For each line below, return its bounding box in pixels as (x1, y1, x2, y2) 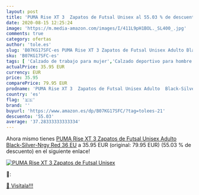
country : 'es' (6, 91, 41, 97)
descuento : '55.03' (6, 113, 54, 119)
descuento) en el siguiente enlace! (6, 148, 91, 155)
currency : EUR (6, 69, 41, 75)
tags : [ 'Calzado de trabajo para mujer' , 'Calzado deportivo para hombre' (6, 58, 195, 64)
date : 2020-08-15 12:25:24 (6, 20, 73, 25)
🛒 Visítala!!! (6, 182, 34, 190)
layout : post (6, 8, 38, 15)
